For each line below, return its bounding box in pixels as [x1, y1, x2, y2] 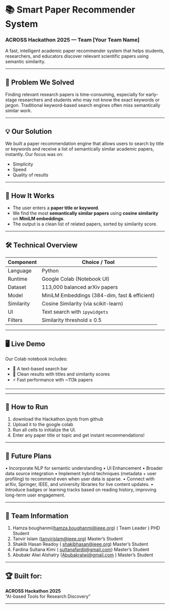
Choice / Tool [81, 258, 115, 265]
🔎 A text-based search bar [12, 365, 68, 371]
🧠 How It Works [5, 191, 55, 200]
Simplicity [12, 161, 33, 167]
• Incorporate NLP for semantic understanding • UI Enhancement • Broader [5, 465, 163, 471]
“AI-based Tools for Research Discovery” [5, 593, 91, 599]
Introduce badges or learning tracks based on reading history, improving [5, 487, 157, 493]
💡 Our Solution [5, 127, 52, 136]
